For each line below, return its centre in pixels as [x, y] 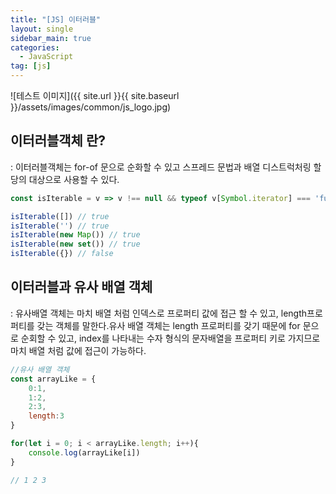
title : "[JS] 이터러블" [56, 19]
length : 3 [46, 416]
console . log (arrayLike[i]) [84, 452]
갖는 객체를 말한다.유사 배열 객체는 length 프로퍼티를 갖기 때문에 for [168, 325]
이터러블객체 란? [58, 141]
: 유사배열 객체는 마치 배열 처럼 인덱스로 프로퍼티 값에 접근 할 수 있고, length [159, 313]
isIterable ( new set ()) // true [75, 244]
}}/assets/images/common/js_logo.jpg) [91, 107]
